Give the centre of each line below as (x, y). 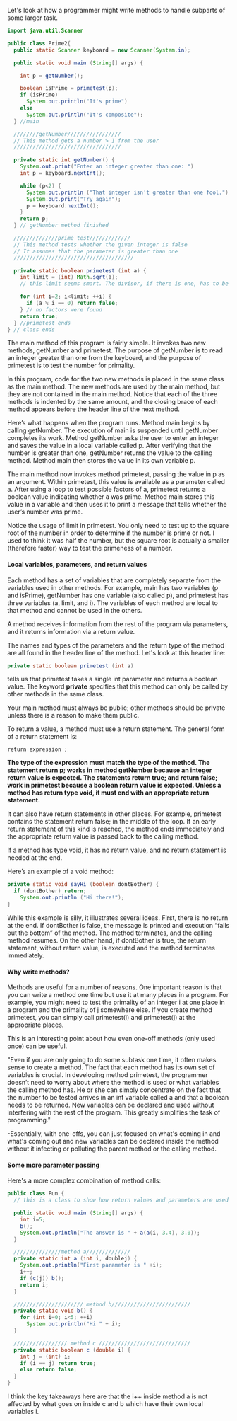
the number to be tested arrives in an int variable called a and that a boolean (118, 1098)
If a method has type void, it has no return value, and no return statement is (117, 850)
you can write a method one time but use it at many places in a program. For (118, 995)
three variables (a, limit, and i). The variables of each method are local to (113, 603)
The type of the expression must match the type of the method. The (109, 763)
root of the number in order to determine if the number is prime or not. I (111, 533)
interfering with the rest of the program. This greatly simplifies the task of (114, 1112)
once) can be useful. (37, 1046)
